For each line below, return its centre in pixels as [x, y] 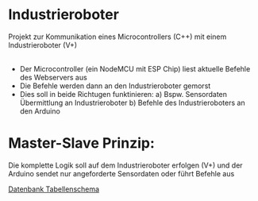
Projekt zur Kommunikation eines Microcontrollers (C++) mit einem [117, 37]
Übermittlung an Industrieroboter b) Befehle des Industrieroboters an [132, 102]
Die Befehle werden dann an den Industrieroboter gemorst [115, 86]
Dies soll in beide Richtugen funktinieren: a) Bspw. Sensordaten [123, 94]
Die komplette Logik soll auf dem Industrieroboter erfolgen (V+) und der [126, 165]
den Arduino [40, 111]
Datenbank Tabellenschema [54, 189]
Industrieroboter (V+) [43, 44]
